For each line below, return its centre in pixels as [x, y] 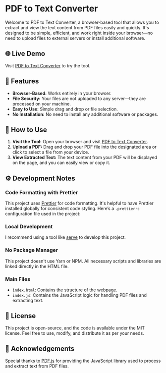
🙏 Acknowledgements [40, 349]
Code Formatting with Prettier [42, 192]
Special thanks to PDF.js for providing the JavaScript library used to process [83, 361]
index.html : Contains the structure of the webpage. [65, 290]
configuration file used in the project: [43, 214]
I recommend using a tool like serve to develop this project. [66, 237]
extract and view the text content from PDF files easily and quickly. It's [77, 27]
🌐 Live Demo [25, 54]
